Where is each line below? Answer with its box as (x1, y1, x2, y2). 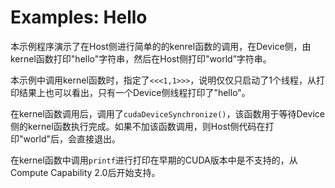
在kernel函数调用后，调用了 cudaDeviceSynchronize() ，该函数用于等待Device (10, 107, 325, 120)
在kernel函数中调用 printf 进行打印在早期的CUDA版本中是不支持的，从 (10, 154, 298, 166)
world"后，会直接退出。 (23, 132, 122, 145)
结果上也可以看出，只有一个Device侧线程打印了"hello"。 (18, 86, 251, 98)
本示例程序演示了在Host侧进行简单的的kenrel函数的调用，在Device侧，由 (10, 40, 312, 52)
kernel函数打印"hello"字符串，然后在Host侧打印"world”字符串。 (10, 52, 272, 65)
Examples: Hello (10, 6, 148, 29)
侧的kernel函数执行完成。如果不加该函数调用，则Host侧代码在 (10, 120, 266, 132)
